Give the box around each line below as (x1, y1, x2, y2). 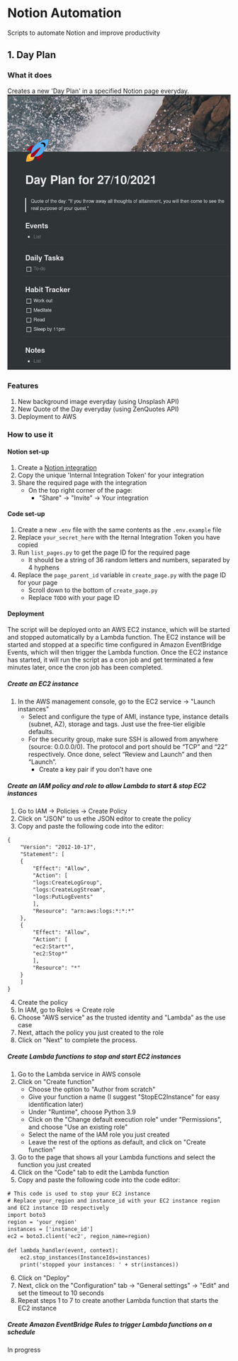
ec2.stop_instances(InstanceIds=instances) (20, 1254, 151, 1261)
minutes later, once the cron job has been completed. (7, 663, 163, 672)
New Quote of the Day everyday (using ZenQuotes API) (17, 405, 179, 413)
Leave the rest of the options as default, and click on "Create (28, 1137, 206, 1146)
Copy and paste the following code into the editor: (17, 822, 164, 830)
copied (17, 540, 38, 549)
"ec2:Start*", (33, 943, 74, 950)
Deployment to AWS (17, 412, 76, 420)
